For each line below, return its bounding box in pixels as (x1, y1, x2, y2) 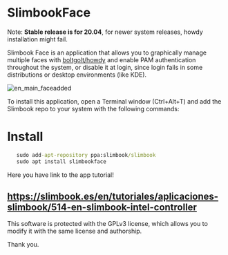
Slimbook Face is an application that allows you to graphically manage (7, 48, 207, 57)
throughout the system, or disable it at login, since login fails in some (7, 63, 203, 71)
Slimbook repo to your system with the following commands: (7, 104, 180, 113)
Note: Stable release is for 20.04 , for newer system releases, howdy (7, 28, 204, 36)
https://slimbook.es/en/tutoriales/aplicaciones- (7, 191, 219, 202)
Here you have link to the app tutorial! (7, 171, 114, 179)
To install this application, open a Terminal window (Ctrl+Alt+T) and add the (7, 97, 222, 105)
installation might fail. (7, 35, 68, 43)
